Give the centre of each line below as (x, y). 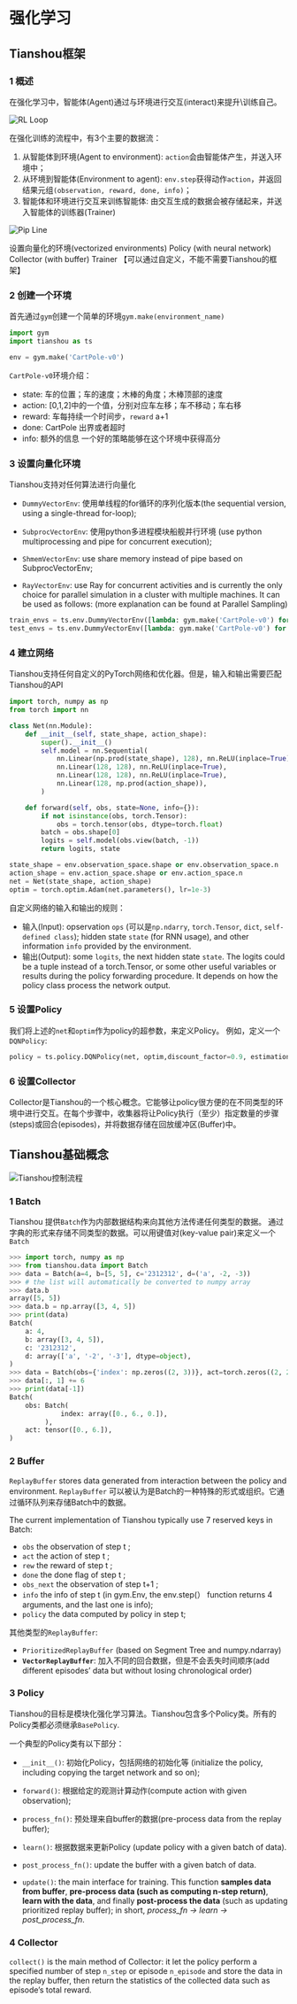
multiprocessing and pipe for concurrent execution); (117, 542)
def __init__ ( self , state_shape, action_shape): (116, 734)
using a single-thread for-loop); (79, 514)
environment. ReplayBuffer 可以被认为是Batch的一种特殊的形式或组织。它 (143, 1491)
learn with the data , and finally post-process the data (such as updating (155, 1900)
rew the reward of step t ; (67, 1565)
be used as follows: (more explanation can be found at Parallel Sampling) (155, 604)
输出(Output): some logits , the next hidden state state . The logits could (153, 956)
